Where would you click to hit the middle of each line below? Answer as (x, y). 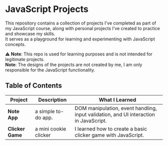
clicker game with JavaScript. (109, 135)
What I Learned (117, 99)
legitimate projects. (25, 59)
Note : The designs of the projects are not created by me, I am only (74, 64)
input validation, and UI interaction (115, 114)
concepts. (15, 44)
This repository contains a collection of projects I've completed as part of (81, 23)
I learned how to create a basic (111, 128)
